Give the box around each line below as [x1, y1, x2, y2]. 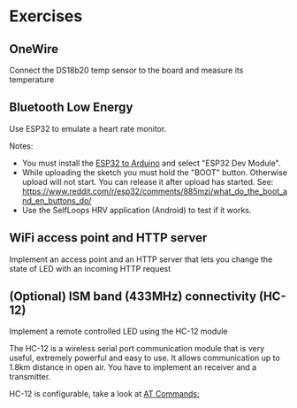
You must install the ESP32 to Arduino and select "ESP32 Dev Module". [21, 158, 281, 168]
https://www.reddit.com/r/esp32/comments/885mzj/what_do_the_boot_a [21, 186, 288, 196]
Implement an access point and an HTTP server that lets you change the [9, 254, 273, 265]
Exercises [9, 6, 83, 27]
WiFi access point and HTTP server [9, 230, 208, 245]
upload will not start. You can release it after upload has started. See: [21, 176, 274, 187]
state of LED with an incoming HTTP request [9, 263, 171, 273]
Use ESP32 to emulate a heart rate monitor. [9, 123, 167, 134]
